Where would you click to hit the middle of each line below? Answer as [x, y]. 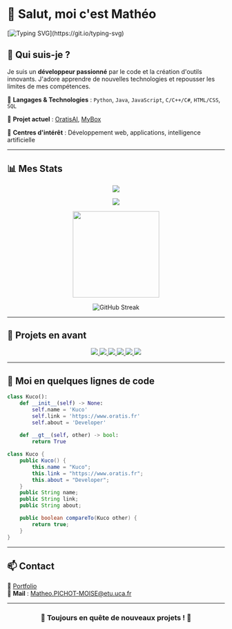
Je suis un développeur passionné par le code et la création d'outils [105, 71]
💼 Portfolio [22, 586]
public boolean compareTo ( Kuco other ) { [78, 518]
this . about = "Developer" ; [71, 480]
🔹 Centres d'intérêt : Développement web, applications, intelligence [104, 132]
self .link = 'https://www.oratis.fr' [86, 416]
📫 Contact [31, 566]
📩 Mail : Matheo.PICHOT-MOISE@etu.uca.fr [69, 594]
